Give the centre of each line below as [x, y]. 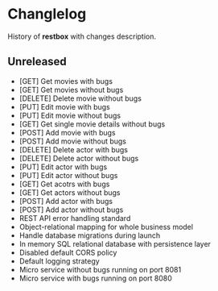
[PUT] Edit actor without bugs [68, 175]
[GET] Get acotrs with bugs [64, 184]
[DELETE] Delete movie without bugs [80, 98]
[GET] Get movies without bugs [71, 89]
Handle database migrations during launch [90, 235]
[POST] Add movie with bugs [67, 132]
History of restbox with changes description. [82, 36]
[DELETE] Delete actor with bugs [73, 149]
